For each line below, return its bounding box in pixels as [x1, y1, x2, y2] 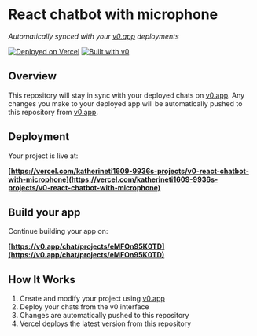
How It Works [8, 273, 76, 286]
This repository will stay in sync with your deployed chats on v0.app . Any [8, 90, 245, 100]
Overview [8, 69, 57, 83]
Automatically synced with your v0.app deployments [8, 31, 179, 41]
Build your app [8, 205, 81, 219]
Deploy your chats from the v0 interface [19, 302, 149, 312]
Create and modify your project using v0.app [19, 294, 165, 304]
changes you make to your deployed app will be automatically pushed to [8, 98, 243, 108]
